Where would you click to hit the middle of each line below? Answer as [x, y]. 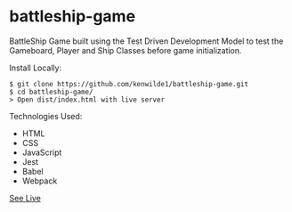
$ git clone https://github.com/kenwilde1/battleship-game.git [129, 84]
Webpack [40, 181]
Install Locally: [36, 68]
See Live [25, 198]
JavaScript [42, 152]
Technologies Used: [46, 116]
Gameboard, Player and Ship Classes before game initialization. [126, 50]
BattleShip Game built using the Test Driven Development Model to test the [146, 41]
